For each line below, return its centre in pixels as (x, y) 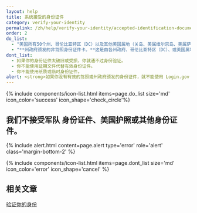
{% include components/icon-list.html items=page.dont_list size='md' (90, 163)
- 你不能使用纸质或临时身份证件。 (47, 72)
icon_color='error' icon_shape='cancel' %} (58, 169)
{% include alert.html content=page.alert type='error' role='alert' (84, 145)
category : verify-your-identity (45, 22)
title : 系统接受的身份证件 (35, 17)
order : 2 (17, 33)
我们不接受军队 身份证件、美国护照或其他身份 (88, 120)
